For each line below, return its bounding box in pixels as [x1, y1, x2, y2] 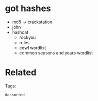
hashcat [12, 29, 29, 35]
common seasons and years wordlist [19, 50, 93, 56]
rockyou [19, 34, 36, 40]
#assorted [5, 92, 25, 97]
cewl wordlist [19, 45, 46, 50]
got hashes [5, 3, 51, 14]
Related [5, 67, 36, 78]
